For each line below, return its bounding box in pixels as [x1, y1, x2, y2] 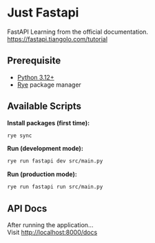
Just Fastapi [7, 5, 79, 21]
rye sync [7, 132, 32, 139]
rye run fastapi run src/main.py [7, 184, 103, 191]
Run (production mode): [7, 170, 77, 178]
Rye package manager [17, 81, 81, 89]
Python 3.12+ [17, 73, 54, 81]
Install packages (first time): [7, 118, 90, 127]
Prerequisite [7, 55, 61, 67]
